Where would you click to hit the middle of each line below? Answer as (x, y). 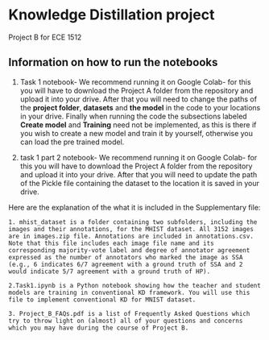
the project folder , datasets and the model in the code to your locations (140, 107)
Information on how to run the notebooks (113, 62)
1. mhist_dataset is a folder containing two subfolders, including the (133, 222)
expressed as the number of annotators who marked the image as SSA (126, 257)
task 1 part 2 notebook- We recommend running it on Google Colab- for (139, 157)
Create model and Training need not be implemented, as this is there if (138, 124)
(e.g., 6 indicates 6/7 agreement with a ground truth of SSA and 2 (126, 264)
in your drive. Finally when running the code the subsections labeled (133, 116)
